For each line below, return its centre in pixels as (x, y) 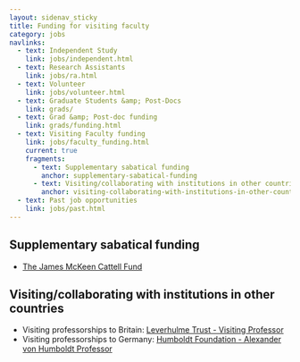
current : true (51, 150)
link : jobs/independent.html (79, 59)
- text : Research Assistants (71, 68)
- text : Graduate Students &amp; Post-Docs (99, 101)
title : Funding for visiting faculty (79, 26)
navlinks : (28, 42)
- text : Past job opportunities (78, 201)
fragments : (46, 159)
